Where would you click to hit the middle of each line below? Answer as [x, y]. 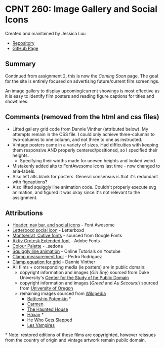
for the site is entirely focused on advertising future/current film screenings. [82, 81]
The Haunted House [47, 309]
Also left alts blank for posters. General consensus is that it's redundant [85, 176]
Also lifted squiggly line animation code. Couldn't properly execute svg [84, 187]
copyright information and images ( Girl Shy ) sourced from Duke [84, 273]
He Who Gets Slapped [50, 320]
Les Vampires [41, 325]
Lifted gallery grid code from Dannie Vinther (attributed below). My [80, 129]
